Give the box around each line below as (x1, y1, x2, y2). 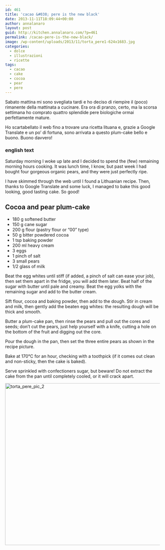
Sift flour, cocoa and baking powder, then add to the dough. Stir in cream (5, 298, 153, 304)
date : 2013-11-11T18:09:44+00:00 (5, 16, 74, 21)
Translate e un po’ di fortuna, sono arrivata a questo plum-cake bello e (5, 129, 148, 135)
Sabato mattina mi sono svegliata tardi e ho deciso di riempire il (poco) (5, 99, 148, 105)
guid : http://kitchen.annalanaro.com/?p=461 (5, 30, 98, 35)
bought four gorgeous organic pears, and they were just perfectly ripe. (5, 168, 148, 174)
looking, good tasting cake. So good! (5, 189, 80, 195)
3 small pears (12, 258, 40, 264)
